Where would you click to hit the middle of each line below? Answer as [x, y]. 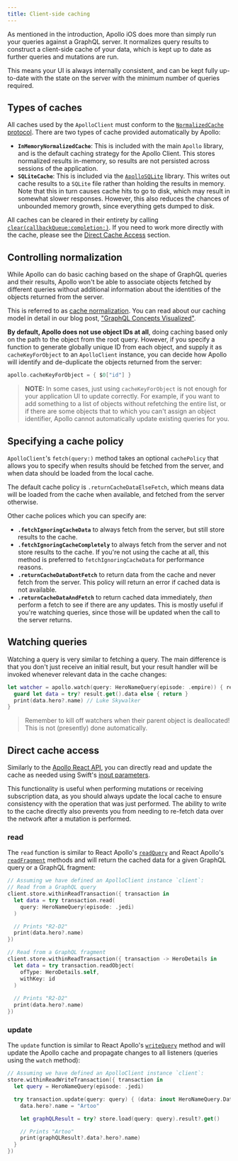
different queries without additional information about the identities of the [114, 290]
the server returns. [45, 619]
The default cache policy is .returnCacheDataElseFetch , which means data [116, 487]
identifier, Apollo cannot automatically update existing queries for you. [127, 419]
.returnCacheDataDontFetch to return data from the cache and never [117, 574]
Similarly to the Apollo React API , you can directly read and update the [110, 768]
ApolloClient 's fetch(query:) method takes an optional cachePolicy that [113, 458]
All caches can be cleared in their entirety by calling [83, 220]
